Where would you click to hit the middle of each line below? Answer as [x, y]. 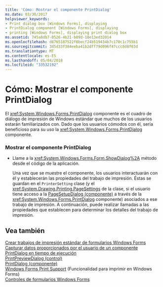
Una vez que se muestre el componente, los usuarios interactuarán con [85, 173]
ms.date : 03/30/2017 [26, 14]
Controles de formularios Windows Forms [47, 280]
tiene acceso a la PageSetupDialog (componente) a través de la [77, 194]
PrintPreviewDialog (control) [34, 258]
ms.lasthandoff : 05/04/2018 [34, 60]
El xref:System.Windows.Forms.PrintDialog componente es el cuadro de [79, 114]
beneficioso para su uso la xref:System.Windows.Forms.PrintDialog [74, 130]
